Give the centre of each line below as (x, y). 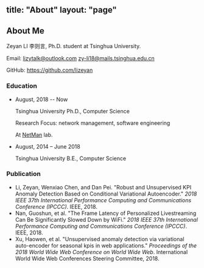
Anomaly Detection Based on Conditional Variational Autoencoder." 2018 (106, 194)
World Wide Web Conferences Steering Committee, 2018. (87, 258)
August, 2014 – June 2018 (47, 146)
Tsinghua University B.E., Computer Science (71, 158)
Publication (23, 174)
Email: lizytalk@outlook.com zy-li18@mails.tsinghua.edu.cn (81, 58)
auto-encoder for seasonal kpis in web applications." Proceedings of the (106, 245)
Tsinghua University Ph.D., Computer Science (72, 111)
